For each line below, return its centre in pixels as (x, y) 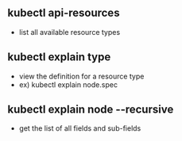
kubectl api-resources (64, 13)
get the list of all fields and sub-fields (80, 128)
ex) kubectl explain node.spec (68, 84)
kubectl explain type (59, 57)
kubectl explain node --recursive (91, 110)
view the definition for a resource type (81, 76)
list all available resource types (70, 32)
